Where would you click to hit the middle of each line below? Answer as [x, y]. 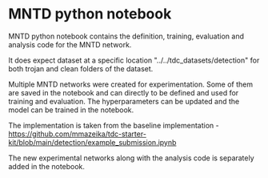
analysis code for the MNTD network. [70, 44]
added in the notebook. [47, 166]
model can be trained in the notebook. [71, 110]
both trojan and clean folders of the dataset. [81, 68]
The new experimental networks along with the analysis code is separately [131, 158]
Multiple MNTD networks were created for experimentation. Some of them [131, 84]
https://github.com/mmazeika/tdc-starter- [77, 134]
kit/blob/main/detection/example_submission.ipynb [92, 142]
